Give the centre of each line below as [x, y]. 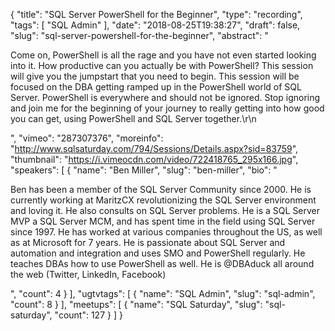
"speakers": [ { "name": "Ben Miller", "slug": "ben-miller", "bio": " [144, 170]
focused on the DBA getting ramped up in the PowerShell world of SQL [156, 87]
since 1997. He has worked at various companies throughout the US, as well [166, 232]
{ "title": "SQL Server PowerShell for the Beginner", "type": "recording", [156, 14]
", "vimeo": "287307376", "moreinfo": [87, 138]
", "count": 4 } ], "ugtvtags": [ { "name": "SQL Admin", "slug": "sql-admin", [163, 293]
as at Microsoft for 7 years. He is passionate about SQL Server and [148, 242]
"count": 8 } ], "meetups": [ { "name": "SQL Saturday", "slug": [136, 304]
